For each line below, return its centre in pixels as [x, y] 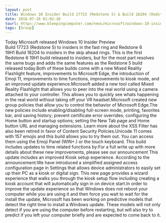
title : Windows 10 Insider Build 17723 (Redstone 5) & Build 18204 [76, 14]
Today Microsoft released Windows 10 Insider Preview [60, 42]
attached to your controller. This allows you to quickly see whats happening [82, 95]
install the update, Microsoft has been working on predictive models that [79, 199]
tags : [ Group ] [20, 28]
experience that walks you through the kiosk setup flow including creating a [82, 179]
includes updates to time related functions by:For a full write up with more [80, 147]
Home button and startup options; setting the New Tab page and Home [77, 121]
